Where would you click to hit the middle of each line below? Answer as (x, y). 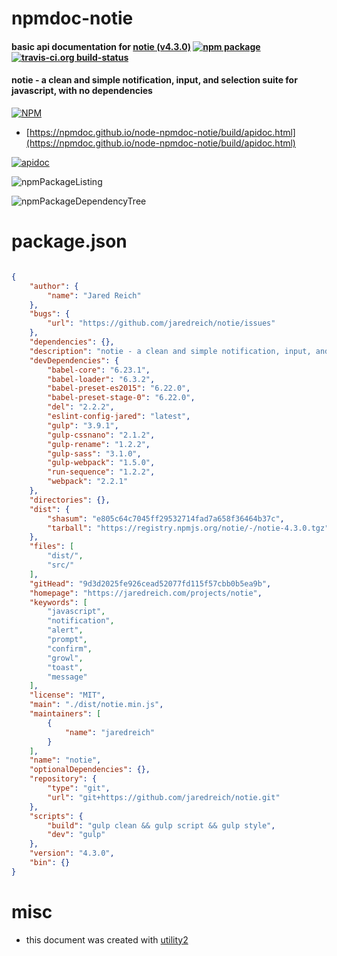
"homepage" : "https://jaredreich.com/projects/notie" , (146, 593)
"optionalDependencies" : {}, (90, 770)
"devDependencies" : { (74, 360)
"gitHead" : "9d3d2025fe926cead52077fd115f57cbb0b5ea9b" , (150, 583)
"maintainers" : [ (65, 714)
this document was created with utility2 (107, 939)
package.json (69, 241)
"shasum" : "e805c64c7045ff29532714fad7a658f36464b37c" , (166, 518)
